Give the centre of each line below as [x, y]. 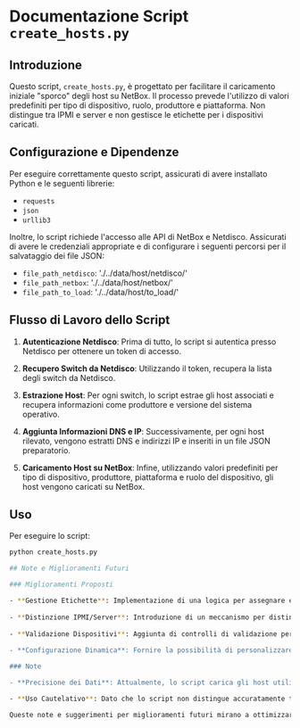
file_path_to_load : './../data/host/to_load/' [100, 292]
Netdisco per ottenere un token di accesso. [101, 351]
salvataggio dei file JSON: [57, 255]
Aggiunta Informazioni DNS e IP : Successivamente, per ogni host [143, 431]
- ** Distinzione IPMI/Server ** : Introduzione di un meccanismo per [137, 617]
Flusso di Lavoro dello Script [90, 320]
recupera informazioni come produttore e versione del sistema [137, 404]
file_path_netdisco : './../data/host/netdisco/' [104, 273]
